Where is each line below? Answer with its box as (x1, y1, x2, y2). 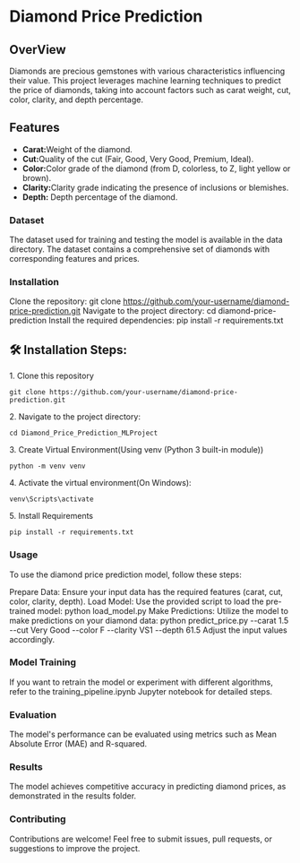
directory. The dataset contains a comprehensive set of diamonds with (9, 244, 270, 255)
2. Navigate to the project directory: (9, 411, 141, 422)
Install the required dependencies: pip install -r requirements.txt (48, 315, 284, 326)
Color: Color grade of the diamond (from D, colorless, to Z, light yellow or (21, 163, 291, 174)
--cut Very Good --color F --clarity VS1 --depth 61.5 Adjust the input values (9, 625, 288, 635)
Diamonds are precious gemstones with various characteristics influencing (9, 65, 285, 76)
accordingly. (9, 634, 56, 644)
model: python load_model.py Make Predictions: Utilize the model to (37, 605, 289, 616)
